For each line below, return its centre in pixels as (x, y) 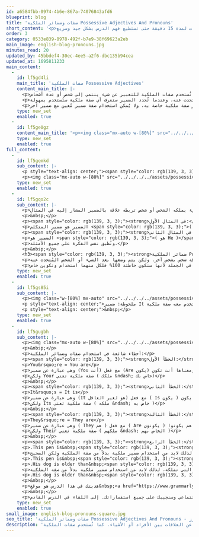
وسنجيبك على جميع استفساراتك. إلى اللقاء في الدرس (112, 497)
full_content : (24, 150)
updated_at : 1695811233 (36, 61)
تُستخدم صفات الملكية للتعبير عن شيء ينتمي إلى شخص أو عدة (119, 94)
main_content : (24, 67)
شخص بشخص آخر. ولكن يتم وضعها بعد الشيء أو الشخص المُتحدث (113, 260)
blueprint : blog (26, 17)
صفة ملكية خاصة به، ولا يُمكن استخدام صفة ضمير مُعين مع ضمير (115, 105)
